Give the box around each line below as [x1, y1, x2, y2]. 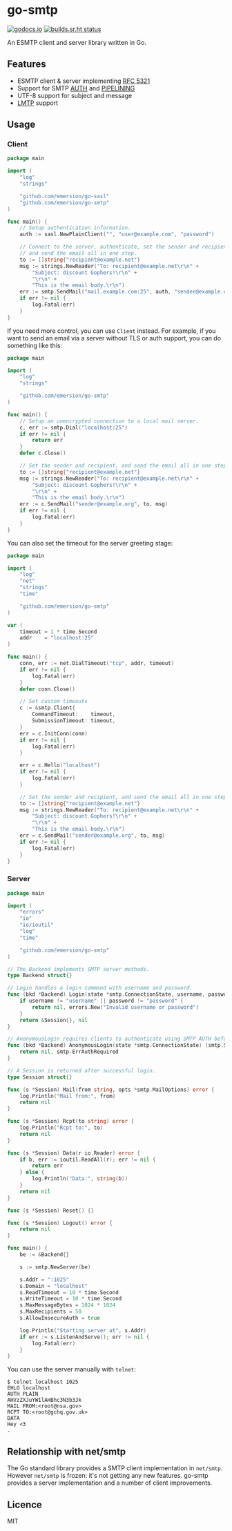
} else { [19, 1169, 45, 1176]
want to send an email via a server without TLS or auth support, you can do [7, 334, 222, 342]
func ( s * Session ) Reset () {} [7, 1207, 95, 1214]
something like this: [7, 341, 63, 349]
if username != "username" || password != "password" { [19, 997, 184, 1005]
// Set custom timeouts [19, 698, 88, 705]
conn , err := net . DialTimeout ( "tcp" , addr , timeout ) [19, 660, 175, 667]
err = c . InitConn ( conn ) [19, 730, 88, 737]
